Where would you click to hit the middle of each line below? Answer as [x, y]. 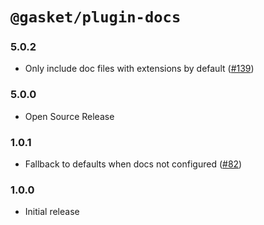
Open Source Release [69, 116]
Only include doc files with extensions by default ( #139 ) [139, 69]
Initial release [52, 212]
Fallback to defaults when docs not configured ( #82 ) [133, 164]
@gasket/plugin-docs [96, 17]
